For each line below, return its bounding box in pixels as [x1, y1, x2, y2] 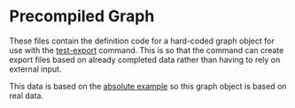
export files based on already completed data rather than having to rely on [9, 54, 281, 65]
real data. [9, 90, 44, 101]
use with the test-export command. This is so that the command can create [9, 44, 284, 55]
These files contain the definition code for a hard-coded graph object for [9, 35, 275, 46]
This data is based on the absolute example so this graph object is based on [9, 81, 287, 91]
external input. [9, 64, 62, 74]
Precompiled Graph [9, 6, 155, 27]
